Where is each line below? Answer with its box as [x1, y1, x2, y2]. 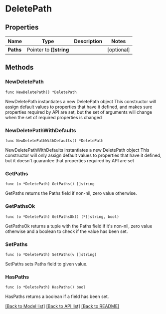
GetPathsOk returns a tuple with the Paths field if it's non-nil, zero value [5, 223, 153, 229]
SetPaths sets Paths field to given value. [5, 261, 88, 267]
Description [74, 38, 103, 45]
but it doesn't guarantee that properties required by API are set [5, 157, 135, 163]
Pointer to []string [26, 46, 69, 53]
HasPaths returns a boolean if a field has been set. [5, 293, 109, 299]
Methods [5, 63, 34, 72]
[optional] [107, 46, 131, 53]
